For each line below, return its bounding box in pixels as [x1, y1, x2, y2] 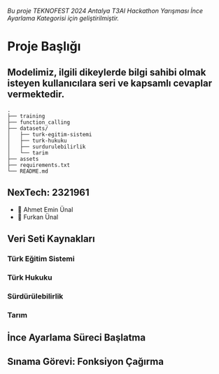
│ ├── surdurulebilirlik [7, 143, 86, 150]
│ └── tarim [7, 150, 49, 157]
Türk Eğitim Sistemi [7, 254, 75, 264]
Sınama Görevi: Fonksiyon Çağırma [7, 355, 164, 367]
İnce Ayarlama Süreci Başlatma [7, 332, 146, 344]
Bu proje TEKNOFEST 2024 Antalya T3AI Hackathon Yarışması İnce [7, 7, 204, 15]
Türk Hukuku [7, 273, 52, 282]
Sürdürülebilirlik [7, 291, 64, 301]
